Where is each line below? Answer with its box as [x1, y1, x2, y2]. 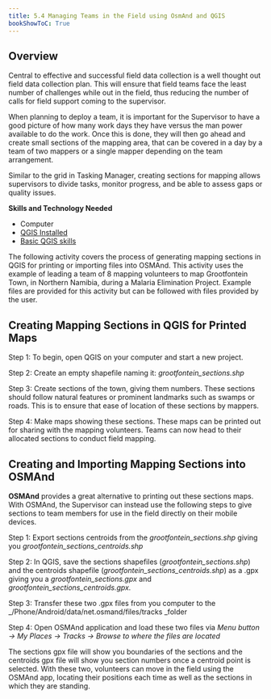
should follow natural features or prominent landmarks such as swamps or [8, 393, 256, 402]
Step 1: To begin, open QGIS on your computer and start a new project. [8, 352, 244, 362]
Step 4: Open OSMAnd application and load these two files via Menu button [8, 622, 260, 632]
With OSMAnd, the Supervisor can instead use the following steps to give [8, 499, 252, 509]
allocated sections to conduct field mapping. [8, 434, 156, 444]
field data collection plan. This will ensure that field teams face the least [8, 79, 247, 89]
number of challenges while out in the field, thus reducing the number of [8, 88, 249, 98]
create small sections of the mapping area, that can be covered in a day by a [8, 138, 263, 148]
